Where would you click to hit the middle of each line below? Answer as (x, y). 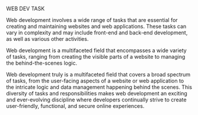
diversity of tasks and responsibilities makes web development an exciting (97, 93)
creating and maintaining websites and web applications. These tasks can (96, 26)
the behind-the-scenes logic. (42, 63)
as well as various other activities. (47, 39)
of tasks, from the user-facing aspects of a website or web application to (95, 81)
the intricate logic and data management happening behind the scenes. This (99, 87)
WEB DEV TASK (25, 9)
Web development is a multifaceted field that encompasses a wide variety (96, 50)
